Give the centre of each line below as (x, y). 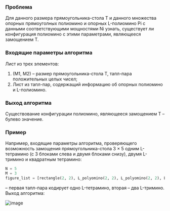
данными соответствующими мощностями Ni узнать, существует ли (80, 29)
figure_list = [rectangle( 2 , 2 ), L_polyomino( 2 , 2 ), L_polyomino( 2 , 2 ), (83, 178)
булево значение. (24, 119)
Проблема (19, 7)
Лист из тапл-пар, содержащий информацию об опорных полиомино (88, 84)
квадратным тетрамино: (55, 159)
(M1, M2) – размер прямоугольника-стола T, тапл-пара (72, 73)
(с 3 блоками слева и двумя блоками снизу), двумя (86, 154)
